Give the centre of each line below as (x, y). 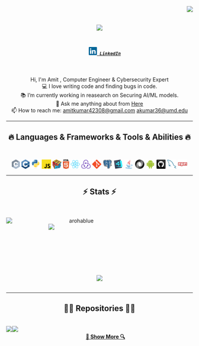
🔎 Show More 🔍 (105, 337)
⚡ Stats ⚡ (99, 192)
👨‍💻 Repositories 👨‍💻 (99, 309)
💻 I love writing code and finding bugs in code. (99, 86)
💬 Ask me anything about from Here (99, 104)
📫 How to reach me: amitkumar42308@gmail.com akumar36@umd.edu (99, 111)
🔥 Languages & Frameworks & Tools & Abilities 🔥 (99, 137)
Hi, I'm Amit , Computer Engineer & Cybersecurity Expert (99, 80)
